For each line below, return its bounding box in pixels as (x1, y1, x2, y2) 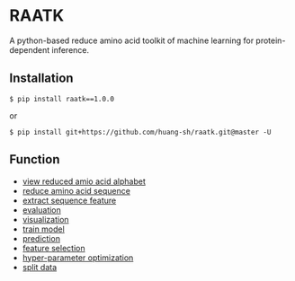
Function (9, 152, 60, 167)
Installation (9, 71, 74, 86)
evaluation (22, 204, 61, 215)
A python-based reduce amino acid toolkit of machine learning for (9, 35, 255, 46)
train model (22, 224, 65, 234)
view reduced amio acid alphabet (22, 176, 146, 187)
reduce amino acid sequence (22, 185, 130, 196)
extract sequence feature (22, 195, 117, 206)
